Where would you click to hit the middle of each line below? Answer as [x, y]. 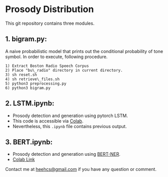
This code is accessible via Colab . [48, 121]
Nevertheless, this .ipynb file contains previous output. [70, 126]
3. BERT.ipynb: [29, 142]
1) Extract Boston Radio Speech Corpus [47, 66]
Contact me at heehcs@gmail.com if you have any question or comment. [81, 169]
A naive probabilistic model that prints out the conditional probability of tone [84, 51]
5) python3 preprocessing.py [36, 83]
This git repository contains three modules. [50, 23]
